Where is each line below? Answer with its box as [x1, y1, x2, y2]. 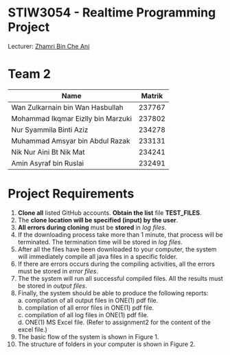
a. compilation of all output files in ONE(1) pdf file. [17, 296, 159, 304]
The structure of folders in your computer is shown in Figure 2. [17, 340, 196, 348]
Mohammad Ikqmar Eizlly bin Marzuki [11, 113, 133, 123]
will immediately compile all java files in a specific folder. [17, 252, 178, 260]
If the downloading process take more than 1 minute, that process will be [17, 230, 224, 238]
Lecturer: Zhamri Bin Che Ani [8, 42, 90, 50]
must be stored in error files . [17, 266, 99, 275]
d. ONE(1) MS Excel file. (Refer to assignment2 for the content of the [17, 318, 211, 326]
